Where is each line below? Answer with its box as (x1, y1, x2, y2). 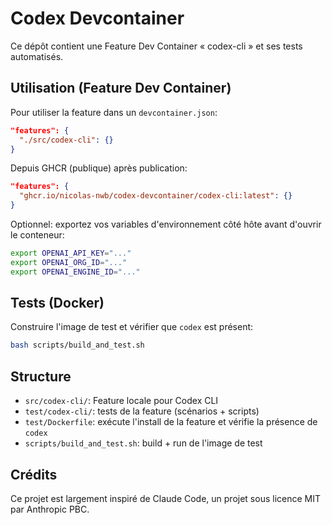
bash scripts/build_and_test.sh (10, 340, 145, 351)
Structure (10, 368, 72, 385)
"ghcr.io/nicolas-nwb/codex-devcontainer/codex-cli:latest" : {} (19, 191, 293, 201)
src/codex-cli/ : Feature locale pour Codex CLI (24, 395, 219, 407)
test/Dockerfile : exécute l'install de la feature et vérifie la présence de (24, 416, 318, 428)
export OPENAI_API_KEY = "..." (10, 248, 132, 258)
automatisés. (10, 50, 64, 62)
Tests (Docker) (10, 295, 105, 312)
